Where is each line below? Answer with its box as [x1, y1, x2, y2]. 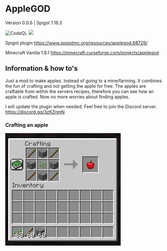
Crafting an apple [5, 121, 49, 129]
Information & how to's [5, 64, 78, 73]
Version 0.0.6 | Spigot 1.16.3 [5, 20, 62, 26]
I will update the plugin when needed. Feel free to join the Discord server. [5, 103, 157, 109]
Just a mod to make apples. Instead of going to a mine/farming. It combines [5, 78, 162, 84]
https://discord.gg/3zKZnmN [5, 109, 65, 115]
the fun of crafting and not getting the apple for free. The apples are [5, 83, 146, 89]
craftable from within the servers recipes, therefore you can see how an [5, 88, 154, 94]
